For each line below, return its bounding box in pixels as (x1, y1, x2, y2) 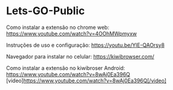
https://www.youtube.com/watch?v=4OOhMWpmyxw (6, 30, 137, 37)
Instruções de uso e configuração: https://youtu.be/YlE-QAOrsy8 (6, 41, 165, 49)
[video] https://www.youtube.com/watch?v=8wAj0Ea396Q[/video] (6, 77, 167, 84)
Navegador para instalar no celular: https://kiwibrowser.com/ (6, 53, 155, 60)
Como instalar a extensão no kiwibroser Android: (6, 64, 126, 72)
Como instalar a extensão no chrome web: (6, 24, 110, 31)
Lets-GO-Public (6, 4, 85, 18)
